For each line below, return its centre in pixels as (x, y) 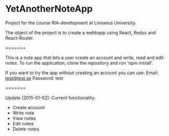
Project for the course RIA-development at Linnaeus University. (71, 23)
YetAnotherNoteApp (49, 9)
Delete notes (26, 129)
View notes (24, 118)
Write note (23, 113)
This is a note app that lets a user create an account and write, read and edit (84, 57)
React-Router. (20, 38)
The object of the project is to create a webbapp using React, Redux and (81, 32)
